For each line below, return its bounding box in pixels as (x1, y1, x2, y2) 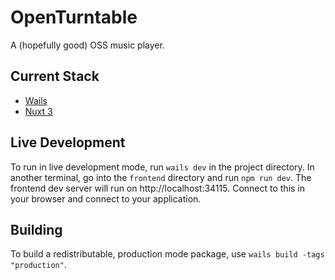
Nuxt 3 (24, 105, 53, 117)
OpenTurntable (10, 6, 138, 29)
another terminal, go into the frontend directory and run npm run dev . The (10, 171, 312, 183)
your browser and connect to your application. (10, 192, 202, 205)
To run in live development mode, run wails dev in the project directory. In (10, 161, 315, 173)
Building (10, 221, 63, 238)
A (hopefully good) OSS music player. (10, 39, 165, 51)
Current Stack (10, 68, 100, 85)
